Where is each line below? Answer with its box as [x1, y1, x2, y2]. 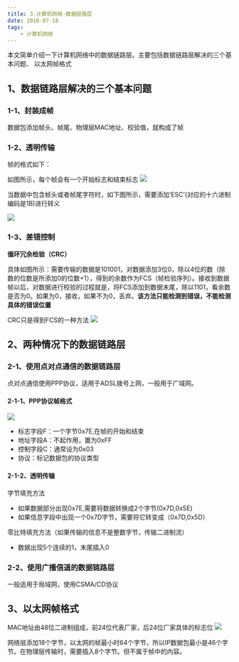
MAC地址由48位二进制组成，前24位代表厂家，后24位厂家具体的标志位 [7, 623, 213, 631]
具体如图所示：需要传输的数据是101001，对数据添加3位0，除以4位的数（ [7, 265, 220, 273]
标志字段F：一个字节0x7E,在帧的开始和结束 [17, 427, 144, 436]
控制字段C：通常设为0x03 [17, 445, 94, 453]
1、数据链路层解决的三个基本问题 [7, 83, 152, 95]
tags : [7, 23, 23, 31]
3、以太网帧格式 [7, 603, 80, 615]
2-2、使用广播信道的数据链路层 [7, 562, 115, 572]
